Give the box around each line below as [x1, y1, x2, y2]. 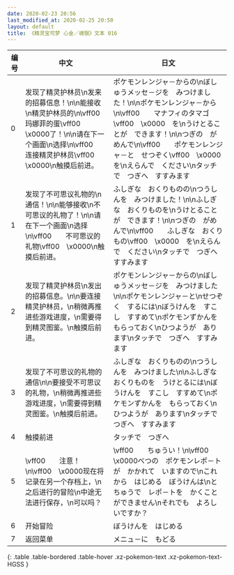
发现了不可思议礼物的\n [25, 190, 102, 199]
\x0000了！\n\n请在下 [25, 130, 97, 139]
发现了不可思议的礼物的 [25, 367, 102, 377]
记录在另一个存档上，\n [25, 477, 102, 486]
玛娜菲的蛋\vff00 [25, 119, 81, 129]
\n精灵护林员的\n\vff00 [25, 109, 100, 118]
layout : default [7, 23, 54, 30]
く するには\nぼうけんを [113, 302, 197, 312]
